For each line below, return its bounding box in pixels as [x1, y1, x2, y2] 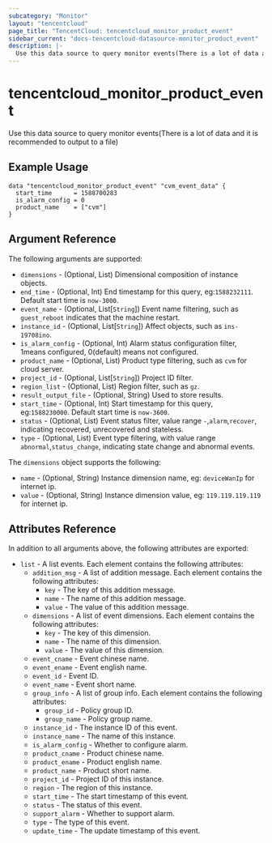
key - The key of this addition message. [44, 585, 176, 595]
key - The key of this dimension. [44, 628, 151, 638]
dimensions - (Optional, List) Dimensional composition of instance [19, 269, 239, 279]
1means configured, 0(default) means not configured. [19, 347, 199, 356]
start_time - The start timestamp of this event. [32, 791, 189, 802]
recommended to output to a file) [8, 137, 119, 147]
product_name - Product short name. [32, 766, 152, 776]
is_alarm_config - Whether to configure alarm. [32, 740, 189, 750]
